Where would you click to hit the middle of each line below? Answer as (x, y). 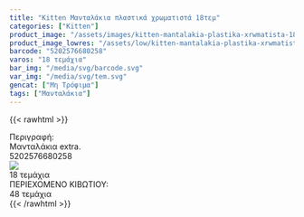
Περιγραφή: (32, 137)
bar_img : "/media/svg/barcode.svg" (76, 69)
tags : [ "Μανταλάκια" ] (50, 93)
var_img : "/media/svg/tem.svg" (68, 77)
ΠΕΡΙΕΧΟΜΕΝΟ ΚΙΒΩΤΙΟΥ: (59, 184)
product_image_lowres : (52, 43)
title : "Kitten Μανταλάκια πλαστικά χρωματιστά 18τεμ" (115, 18)
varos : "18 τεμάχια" (48, 60)
